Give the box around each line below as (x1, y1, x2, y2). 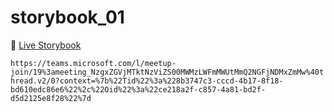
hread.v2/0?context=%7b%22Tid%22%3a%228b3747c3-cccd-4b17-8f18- (10, 76, 284, 86)
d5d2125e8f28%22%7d (10, 93, 92, 103)
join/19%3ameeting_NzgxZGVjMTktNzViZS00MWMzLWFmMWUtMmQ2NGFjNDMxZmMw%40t (10, 67, 325, 77)
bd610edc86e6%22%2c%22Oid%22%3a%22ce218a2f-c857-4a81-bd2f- (10, 84, 267, 95)
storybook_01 (10, 6, 125, 29)
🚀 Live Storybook (10, 39, 82, 51)
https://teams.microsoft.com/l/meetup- (10, 58, 177, 68)
